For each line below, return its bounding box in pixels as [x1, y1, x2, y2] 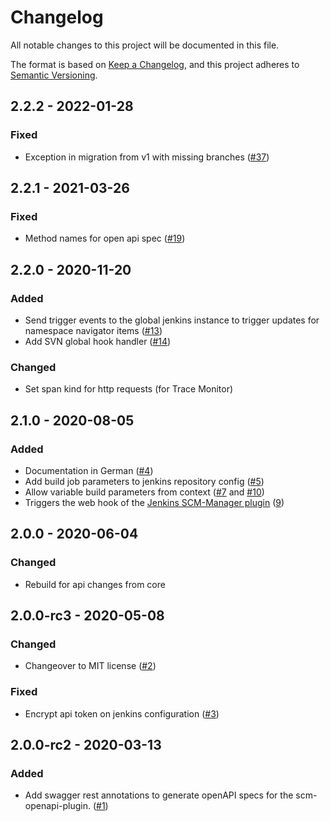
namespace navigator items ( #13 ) [24, 325, 163, 336]
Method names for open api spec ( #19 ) [24, 232, 186, 245]
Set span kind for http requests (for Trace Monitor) [24, 383, 234, 395]
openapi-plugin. [24, 800, 91, 812]
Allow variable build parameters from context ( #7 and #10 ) [24, 486, 265, 498]
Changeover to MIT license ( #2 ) [24, 660, 157, 672]
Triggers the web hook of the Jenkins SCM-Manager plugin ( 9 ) [24, 496, 285, 508]
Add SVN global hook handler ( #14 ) [24, 336, 172, 347]
